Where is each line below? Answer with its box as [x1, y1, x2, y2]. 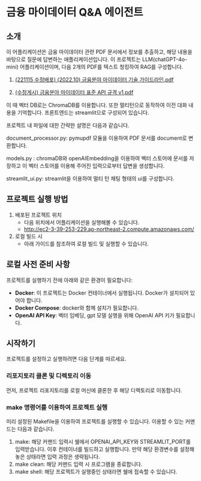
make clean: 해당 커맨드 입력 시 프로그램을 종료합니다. [14, 461, 143, 468]
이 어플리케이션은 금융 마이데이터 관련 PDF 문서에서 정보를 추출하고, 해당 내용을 [6, 49, 193, 55]
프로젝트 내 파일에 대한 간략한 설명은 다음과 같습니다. [6, 122, 130, 129]
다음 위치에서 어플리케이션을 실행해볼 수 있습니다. [23, 218, 140, 226]
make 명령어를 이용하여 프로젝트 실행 [6, 403, 108, 411]
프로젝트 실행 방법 [6, 194, 68, 205]
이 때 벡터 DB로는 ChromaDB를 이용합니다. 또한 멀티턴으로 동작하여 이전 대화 [6, 101, 187, 109]
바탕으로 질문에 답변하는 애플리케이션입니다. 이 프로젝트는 [6, 56, 141, 63]
